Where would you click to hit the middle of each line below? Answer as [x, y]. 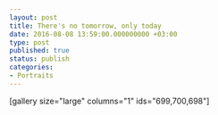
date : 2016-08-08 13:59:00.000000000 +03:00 [93, 34]
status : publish [39, 59]
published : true [39, 51]
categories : [31, 68]
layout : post [34, 17]
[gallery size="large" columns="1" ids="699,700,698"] [109, 101]
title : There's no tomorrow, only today [86, 26]
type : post [29, 42]
